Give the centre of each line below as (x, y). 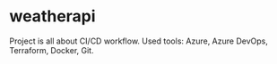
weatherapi (52, 16)
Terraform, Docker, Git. (52, 50)
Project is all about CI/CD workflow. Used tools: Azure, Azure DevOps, (139, 41)
